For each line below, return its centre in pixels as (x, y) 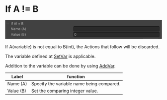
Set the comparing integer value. (65, 91)
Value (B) (17, 91)
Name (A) (17, 84)
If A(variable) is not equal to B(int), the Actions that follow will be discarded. (83, 47)
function (76, 77)
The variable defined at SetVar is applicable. (50, 56)
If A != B (22, 9)
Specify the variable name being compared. (76, 84)
